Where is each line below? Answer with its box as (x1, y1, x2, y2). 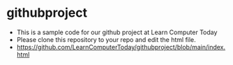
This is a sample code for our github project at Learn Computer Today (16, 28, 218, 36)
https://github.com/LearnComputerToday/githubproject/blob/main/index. (16, 43, 226, 51)
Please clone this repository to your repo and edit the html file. (16, 35, 196, 43)
